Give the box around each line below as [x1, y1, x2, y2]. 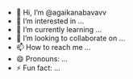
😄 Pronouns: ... [15, 54, 69, 64]
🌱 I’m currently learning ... [15, 25, 102, 34]
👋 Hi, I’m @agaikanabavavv [15, 8, 107, 17]
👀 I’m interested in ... [15, 16, 85, 26]
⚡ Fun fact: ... [15, 63, 60, 73]
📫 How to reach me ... [15, 43, 91, 52]
